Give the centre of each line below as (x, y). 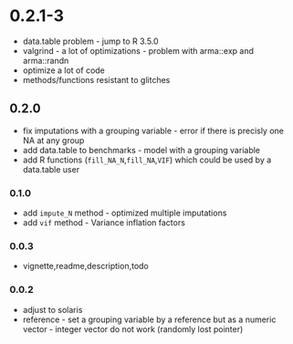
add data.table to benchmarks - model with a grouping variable (141, 150)
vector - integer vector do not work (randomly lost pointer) (133, 328)
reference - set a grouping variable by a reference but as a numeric (149, 319)
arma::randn (46, 60)
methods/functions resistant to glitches (96, 79)
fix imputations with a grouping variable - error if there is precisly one (153, 130)
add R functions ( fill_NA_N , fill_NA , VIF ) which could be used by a (147, 160)
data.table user (51, 169)
